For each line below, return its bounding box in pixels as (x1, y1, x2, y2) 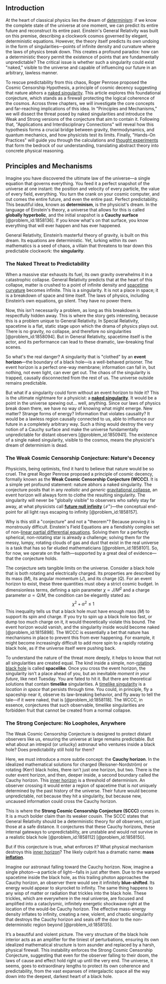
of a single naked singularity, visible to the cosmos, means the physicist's (5, 437, 155, 443)
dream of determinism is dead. (5, 442, 68, 448)
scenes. (5, 344, 22, 350)
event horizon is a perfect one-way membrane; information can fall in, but (5, 364, 156, 370)
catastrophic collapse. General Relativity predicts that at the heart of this (5, 277, 153, 283)
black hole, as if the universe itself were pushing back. (5, 645, 116, 651)
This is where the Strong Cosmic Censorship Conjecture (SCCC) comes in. (5, 808, 160, 814)
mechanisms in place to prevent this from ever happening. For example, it (5, 635, 155, 640)
